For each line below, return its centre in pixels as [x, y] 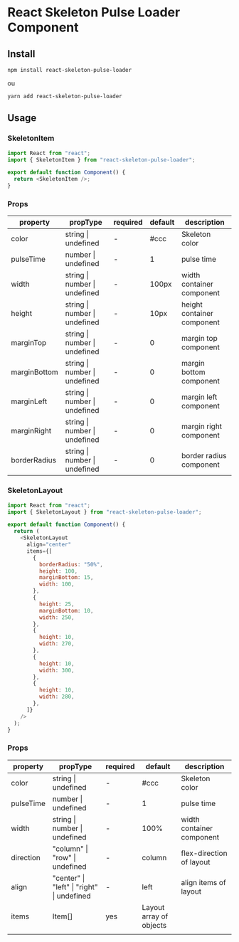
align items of [203, 882]
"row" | [64, 857]
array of [155, 916]
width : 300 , [57, 670]
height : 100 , [58, 571]
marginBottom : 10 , [66, 610]
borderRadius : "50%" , [71, 564]
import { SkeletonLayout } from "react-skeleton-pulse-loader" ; [105, 512]
